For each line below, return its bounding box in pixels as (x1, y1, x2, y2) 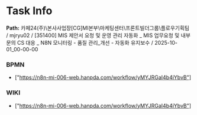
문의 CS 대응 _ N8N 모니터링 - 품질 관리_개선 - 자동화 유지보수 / (6, 39, 154, 46)
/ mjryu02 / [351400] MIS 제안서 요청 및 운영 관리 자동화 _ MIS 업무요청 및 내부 (6, 31, 191, 39)
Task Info (6, 4, 53, 18)
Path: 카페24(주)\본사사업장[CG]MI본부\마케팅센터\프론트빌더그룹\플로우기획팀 (6, 24, 190, 31)
